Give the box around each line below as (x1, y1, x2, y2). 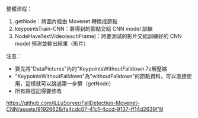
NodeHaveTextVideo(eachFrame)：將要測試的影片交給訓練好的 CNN (14, 33, 182, 40)
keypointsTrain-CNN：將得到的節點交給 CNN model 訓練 (14, 25, 153, 32)
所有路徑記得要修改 (14, 88, 62, 94)
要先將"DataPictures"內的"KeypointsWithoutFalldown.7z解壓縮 (14, 65, 168, 72)
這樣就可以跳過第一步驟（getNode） (25, 80, 114, 87)
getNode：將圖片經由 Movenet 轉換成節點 (14, 18, 118, 25)
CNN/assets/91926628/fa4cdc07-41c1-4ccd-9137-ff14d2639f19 (6, 106, 164, 113)
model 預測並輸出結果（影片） (14, 40, 89, 47)
